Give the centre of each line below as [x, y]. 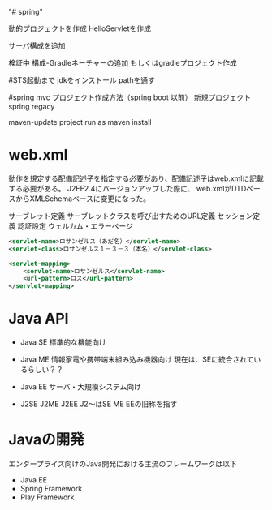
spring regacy [32, 106]
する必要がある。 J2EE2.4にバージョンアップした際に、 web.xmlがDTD [127, 188]
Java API [39, 319]
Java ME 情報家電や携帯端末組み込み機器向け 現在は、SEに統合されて [137, 359]
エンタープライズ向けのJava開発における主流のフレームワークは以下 [123, 464]
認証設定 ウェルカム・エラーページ [76, 225]
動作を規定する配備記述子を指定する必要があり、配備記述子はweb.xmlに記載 [136, 178]
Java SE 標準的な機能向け [63, 342]
